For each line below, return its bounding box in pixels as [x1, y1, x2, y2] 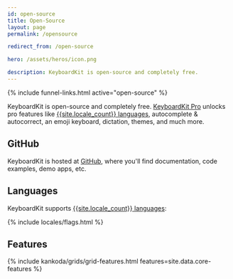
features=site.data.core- [139, 257, 212, 265]
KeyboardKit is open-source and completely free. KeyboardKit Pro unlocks [7, 102, 226, 110]
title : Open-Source [7, 17, 65, 24]
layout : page [7, 23, 46, 31]
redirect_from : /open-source [7, 43, 94, 51]
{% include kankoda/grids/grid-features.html [7, 257, 139, 265]
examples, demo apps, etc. [7, 164, 87, 173]
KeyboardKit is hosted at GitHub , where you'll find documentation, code [7, 157, 218, 165]
